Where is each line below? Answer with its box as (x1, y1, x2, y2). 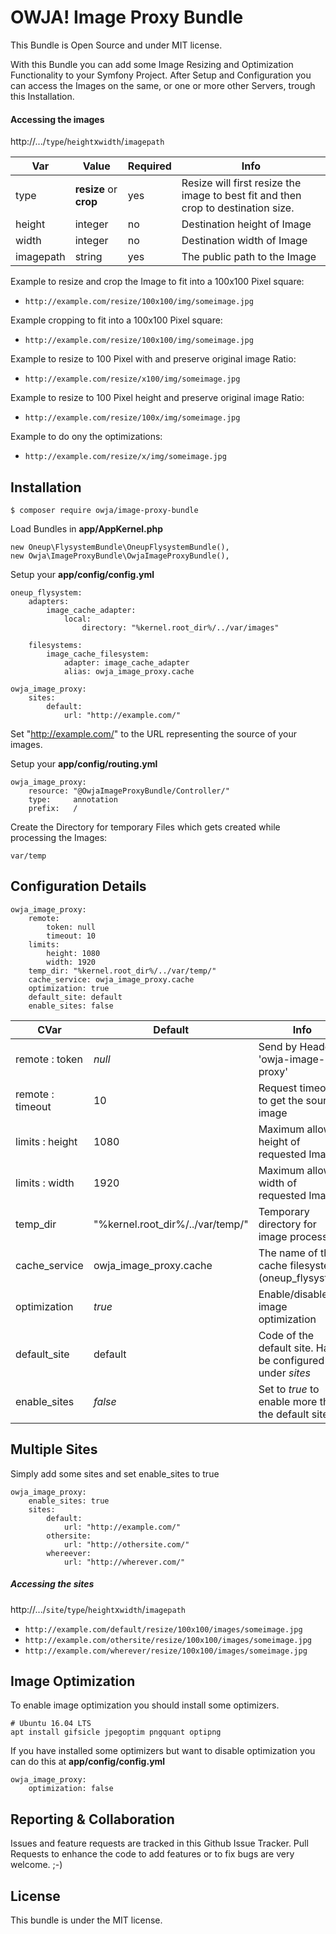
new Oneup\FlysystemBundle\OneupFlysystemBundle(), (10, 542, 230, 552)
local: (63, 614, 92, 624)
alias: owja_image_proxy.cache (63, 666, 195, 676)
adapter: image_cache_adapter (63, 657, 190, 668)
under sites (258, 1366, 312, 1380)
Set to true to (258, 1382, 320, 1396)
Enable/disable (258, 1287, 328, 1301)
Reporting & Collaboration (10, 1811, 175, 1828)
